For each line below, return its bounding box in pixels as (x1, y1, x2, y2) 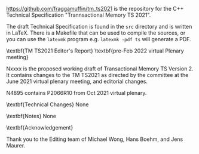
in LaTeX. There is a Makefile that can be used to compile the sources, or (6, 29, 186, 36)
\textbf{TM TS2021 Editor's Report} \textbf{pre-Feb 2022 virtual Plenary (6, 47, 184, 54)
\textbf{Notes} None (6, 113, 57, 119)
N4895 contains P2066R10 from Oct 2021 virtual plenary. (6, 90, 147, 96)
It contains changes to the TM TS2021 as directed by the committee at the (6, 72, 189, 78)
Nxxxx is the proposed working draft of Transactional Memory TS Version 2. (6, 65, 194, 72)
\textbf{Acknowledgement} (6, 124, 74, 131)
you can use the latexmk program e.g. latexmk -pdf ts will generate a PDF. (6, 36, 191, 42)
